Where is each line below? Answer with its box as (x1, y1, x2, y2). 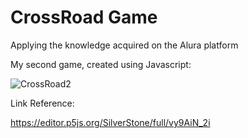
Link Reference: (10, 97, 75, 109)
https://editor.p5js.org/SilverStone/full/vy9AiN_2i (10, 116, 211, 128)
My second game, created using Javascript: (10, 58, 192, 70)
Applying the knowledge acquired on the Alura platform (10, 39, 239, 51)
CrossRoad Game (10, 6, 158, 29)
